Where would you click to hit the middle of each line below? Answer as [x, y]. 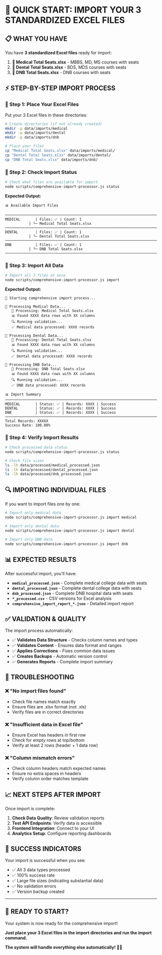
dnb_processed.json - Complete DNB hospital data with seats [73, 594]
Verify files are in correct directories [48, 712]
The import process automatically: [39, 631]
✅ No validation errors [34, 886]
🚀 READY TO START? [37, 912]
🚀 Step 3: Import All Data [34, 265]
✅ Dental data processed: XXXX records [52, 356]
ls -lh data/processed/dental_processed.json [51, 470]
